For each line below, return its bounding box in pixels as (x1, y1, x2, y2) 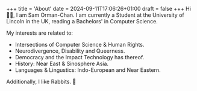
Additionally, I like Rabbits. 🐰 (6, 78, 77, 85)
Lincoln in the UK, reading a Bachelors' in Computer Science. (6, 18, 158, 25)
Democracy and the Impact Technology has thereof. (14, 54, 145, 60)
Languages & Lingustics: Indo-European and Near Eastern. (14, 66, 161, 74)
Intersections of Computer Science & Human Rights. (14, 41, 145, 48)
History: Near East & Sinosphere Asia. (14, 60, 109, 67)
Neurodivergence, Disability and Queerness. (14, 47, 125, 54)
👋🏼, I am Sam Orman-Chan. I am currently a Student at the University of (6, 11, 185, 19)
